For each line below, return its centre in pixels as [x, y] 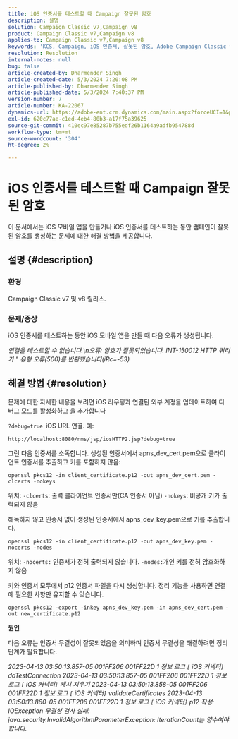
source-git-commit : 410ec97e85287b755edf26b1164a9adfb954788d [101, 125]
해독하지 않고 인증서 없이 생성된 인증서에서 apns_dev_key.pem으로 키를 [107, 519]
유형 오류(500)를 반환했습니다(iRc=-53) [75, 359]
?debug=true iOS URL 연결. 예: [51, 426]
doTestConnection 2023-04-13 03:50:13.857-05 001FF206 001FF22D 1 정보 [118, 675]
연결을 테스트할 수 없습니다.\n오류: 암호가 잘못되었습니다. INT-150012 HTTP [113, 351]
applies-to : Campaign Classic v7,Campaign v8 [76, 40]
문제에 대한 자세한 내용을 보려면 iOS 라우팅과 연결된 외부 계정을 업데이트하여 [113, 402]
